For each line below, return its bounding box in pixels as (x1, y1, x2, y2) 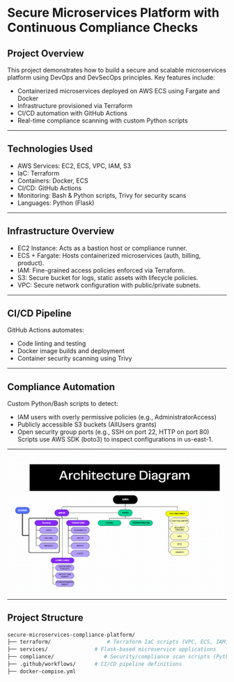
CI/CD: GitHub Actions (17, 183, 82, 192)
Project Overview (7, 47, 84, 59)
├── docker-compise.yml (7, 667, 77, 675)
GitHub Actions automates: (7, 326, 85, 334)
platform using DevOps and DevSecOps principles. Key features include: (7, 73, 215, 82)
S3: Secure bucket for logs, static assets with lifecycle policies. (17, 273, 198, 281)
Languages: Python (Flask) (17, 199, 95, 207)
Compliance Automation (7, 381, 116, 393)
